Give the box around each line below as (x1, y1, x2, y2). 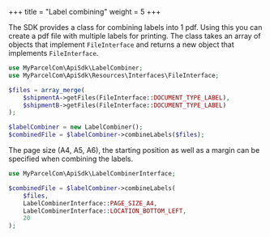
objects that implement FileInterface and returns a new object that (8, 40, 235, 49)
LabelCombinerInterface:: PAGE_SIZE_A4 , (23, 199, 158, 207)
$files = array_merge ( (8, 86, 85, 94)
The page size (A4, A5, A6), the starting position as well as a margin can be (8, 146, 260, 154)
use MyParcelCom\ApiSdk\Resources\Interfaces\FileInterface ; (8, 71, 220, 79)
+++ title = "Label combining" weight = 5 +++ (8, 7, 161, 16)
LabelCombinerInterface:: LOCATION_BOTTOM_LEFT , (23, 206, 186, 215)
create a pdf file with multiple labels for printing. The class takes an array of (8, 32, 261, 40)
